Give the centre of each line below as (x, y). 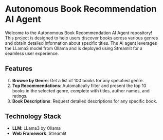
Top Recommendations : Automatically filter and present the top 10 (79, 86)
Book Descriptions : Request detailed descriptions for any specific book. (84, 101)
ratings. (20, 96)
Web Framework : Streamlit (39, 133)
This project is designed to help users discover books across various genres (81, 38)
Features (19, 69)
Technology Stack (33, 116)
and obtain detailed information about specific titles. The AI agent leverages (81, 43)
